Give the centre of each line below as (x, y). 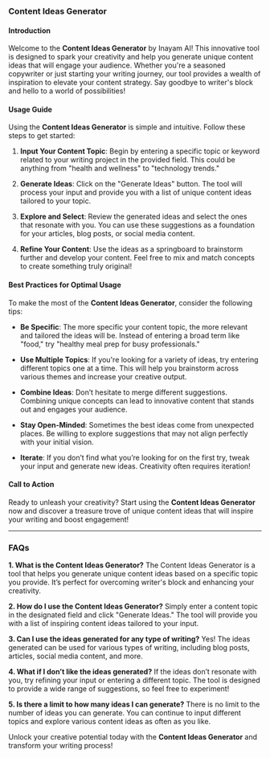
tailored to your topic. (55, 201)
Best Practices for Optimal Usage (65, 285)
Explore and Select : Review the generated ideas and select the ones (133, 217)
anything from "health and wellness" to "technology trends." (119, 168)
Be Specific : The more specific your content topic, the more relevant (134, 326)
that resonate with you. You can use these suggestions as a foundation (137, 225)
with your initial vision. (57, 442)
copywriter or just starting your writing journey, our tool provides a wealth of (135, 74)
